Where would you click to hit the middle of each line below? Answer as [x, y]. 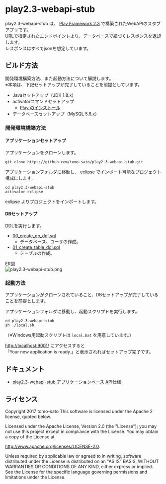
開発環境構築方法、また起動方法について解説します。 [59, 78]
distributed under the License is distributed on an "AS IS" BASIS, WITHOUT [82, 461]
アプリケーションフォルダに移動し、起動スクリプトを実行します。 [72, 312]
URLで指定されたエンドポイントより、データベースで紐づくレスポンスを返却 [83, 36]
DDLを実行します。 [25, 226]
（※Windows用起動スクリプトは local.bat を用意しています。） [70, 335]
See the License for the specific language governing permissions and [76, 472]
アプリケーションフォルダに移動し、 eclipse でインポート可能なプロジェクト [83, 172]
